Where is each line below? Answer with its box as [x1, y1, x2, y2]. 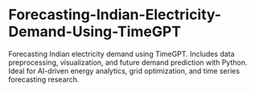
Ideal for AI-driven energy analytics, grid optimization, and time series [8, 66, 240, 75]
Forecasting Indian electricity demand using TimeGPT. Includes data [8, 49, 235, 58]
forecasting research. [8, 74, 80, 84]
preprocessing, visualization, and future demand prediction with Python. [8, 58, 248, 67]
